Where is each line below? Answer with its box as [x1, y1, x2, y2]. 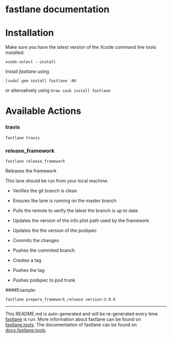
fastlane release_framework [5, 158, 66, 164]
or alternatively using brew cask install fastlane [5, 87, 111, 93]
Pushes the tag [12, 267, 45, 273]
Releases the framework [5, 168, 57, 174]
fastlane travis [5, 135, 40, 141]
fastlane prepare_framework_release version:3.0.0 [5, 296, 116, 302]
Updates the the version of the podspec [12, 227, 97, 233]
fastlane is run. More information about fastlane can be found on [5, 316, 141, 322]
